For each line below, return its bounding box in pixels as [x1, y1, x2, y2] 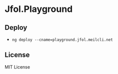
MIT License [4, 64, 30, 70]
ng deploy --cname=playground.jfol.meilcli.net [11, 37, 113, 42]
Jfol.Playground [4, 3, 73, 15]
